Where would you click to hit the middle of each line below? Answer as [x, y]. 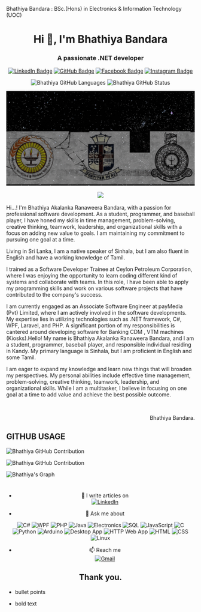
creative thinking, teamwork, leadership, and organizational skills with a [94, 226]
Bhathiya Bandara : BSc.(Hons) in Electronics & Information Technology [94, 9]
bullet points [30, 592]
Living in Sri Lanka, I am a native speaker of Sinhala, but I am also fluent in [98, 251]
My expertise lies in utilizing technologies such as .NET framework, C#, [94, 319]
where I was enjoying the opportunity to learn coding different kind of [92, 275]
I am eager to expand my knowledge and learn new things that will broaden [99, 369]
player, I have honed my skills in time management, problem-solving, [91, 220]
